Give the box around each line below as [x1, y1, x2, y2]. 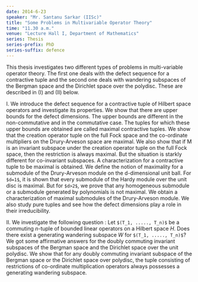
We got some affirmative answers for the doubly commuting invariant [6, 238, 175, 245]
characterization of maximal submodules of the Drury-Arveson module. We [6, 194, 190, 201]
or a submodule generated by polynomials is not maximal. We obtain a [6, 188, 178, 196]
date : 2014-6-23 [6, 8, 46, 15]
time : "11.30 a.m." [6, 25, 55, 31]
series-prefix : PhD [6, 42, 55, 48]
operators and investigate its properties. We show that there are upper [6, 106, 178, 113]
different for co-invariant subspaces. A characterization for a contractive [6, 156, 184, 164]
